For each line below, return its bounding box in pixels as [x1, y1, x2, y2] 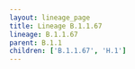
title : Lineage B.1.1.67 [9, 22, 103, 30]
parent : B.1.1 [9, 38, 63, 47]
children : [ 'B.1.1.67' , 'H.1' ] [9, 47, 127, 56]
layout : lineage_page [9, 13, 91, 22]
